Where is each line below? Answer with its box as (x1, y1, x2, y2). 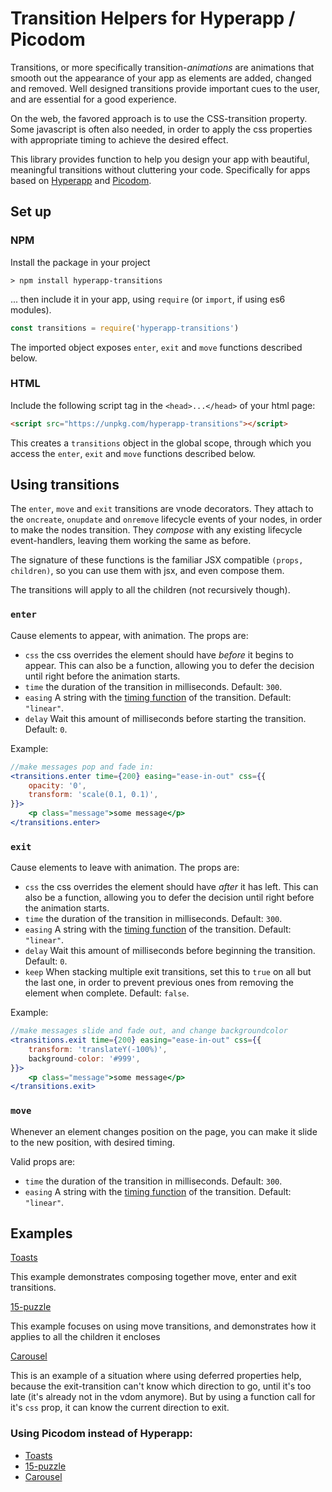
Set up (10, 203, 52, 221)
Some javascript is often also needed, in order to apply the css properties (10, 123, 313, 135)
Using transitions (10, 477, 120, 494)
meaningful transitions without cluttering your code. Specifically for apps (10, 163, 311, 176)
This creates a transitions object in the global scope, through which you (10, 437, 312, 449)
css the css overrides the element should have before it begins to (24, 648, 294, 661)
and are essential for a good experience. (10, 93, 177, 105)
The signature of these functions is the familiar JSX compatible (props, (10, 554, 304, 566)
